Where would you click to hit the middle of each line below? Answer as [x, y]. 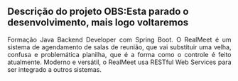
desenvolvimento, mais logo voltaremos [98, 23]
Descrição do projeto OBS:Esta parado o [98, 12]
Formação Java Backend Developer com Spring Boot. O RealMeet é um [119, 39]
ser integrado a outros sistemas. [54, 69]
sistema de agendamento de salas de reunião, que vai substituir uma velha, [119, 47]
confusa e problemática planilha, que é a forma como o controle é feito [119, 54]
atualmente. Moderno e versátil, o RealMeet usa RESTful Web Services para [119, 62]
